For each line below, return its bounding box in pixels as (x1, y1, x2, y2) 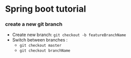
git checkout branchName (19, 48, 71, 53)
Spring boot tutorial (5, 3, 86, 15)
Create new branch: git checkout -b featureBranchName (12, 32, 126, 38)
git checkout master (19, 43, 62, 48)
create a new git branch (5, 21, 63, 28)
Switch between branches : (12, 37, 68, 43)
